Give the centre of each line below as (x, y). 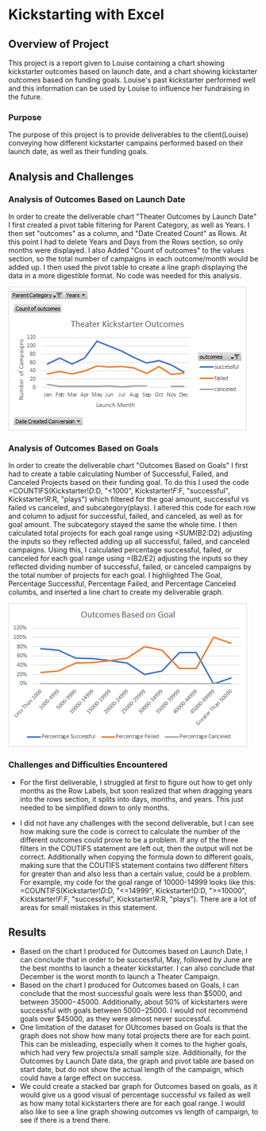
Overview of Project (59, 44)
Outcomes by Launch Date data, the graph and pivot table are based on (137, 1061)
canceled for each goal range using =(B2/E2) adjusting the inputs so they (128, 559)
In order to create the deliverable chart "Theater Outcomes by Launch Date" (133, 216)
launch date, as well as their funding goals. (78, 152)
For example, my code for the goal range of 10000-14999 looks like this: (138, 882)
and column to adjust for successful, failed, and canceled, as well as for (126, 516)
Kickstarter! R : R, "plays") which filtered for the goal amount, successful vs (129, 499)
